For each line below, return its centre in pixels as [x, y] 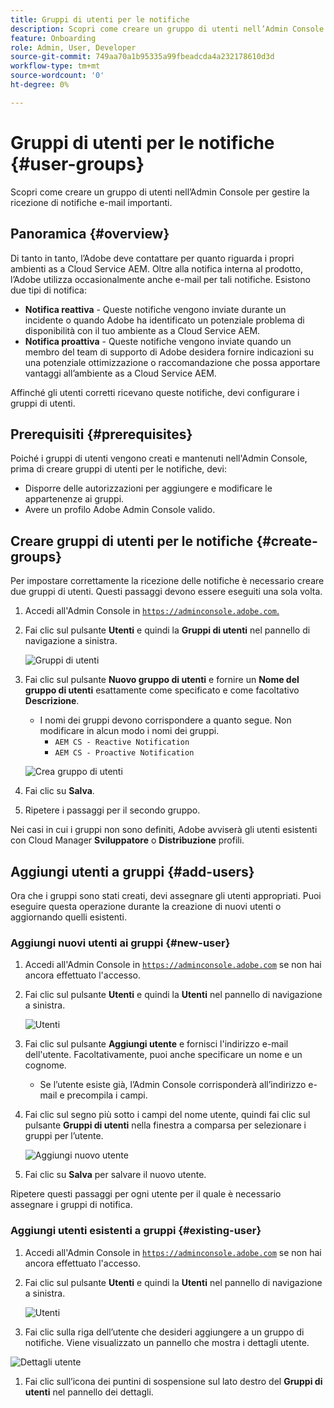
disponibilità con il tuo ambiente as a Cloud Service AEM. [142, 330]
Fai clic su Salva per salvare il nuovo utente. [115, 1175]
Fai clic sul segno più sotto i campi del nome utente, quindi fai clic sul [167, 1115]
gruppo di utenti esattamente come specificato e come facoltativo [162, 690]
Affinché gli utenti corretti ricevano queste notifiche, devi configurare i [155, 392]
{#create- [287, 541]
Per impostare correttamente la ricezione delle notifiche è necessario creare [167, 581]
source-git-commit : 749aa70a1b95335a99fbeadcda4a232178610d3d [142, 57]
